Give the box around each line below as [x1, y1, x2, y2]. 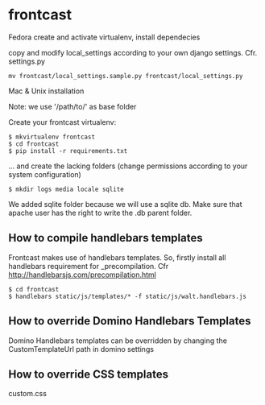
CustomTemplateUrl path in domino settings [8, 344, 155, 353]
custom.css [8, 389, 47, 399]
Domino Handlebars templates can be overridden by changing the [8, 336, 228, 345]
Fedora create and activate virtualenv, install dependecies [8, 32, 201, 42]
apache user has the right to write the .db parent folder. [8, 208, 193, 217]
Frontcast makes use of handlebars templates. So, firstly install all [8, 252, 226, 262]
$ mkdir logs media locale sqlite [8, 185, 125, 193]
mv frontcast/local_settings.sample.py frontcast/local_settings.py [8, 72, 243, 80]
